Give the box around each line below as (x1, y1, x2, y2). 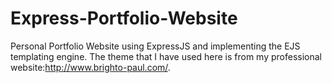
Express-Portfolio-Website (10, 7, 238, 30)
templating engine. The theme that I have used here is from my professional (10, 50, 322, 62)
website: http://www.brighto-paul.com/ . (10, 61, 171, 73)
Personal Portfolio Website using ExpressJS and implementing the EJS (10, 40, 301, 52)
